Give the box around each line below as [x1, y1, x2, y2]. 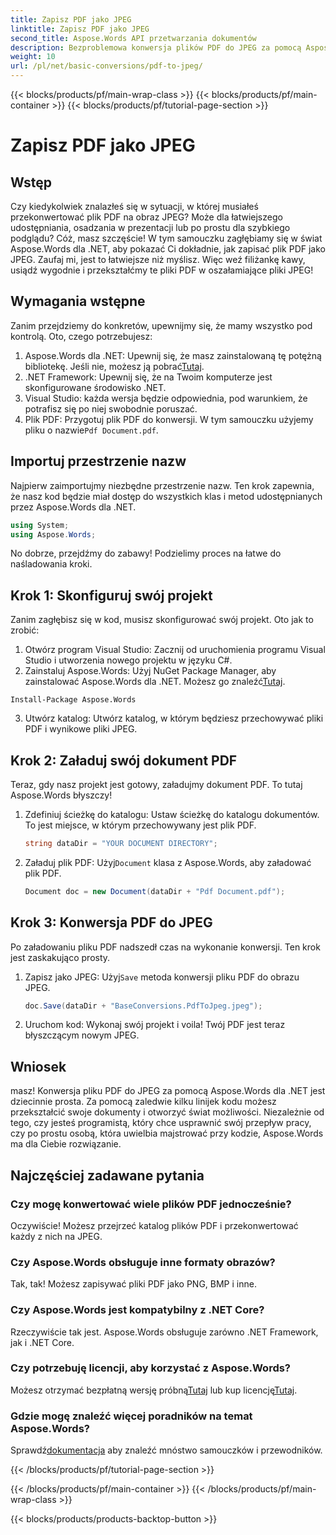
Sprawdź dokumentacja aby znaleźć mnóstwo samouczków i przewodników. [10, 1444, 323, 1456]
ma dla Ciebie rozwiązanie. [10, 1138, 122, 1150]
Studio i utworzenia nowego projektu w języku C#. [24, 654, 233, 666]
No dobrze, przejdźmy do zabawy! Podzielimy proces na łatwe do [10, 547, 282, 560]
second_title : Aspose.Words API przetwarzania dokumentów [10, 33, 257, 43]
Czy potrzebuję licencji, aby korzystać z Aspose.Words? [10, 1361, 292, 1375]
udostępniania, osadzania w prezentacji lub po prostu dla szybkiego [10, 222, 291, 233]
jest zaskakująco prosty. [10, 951, 111, 963]
